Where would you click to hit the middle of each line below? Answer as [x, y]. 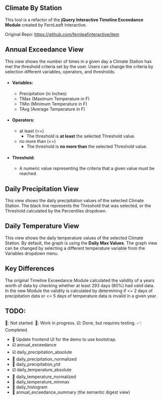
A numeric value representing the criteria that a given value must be [87, 168]
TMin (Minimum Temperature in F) [53, 104]
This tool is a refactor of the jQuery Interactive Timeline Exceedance [74, 19]
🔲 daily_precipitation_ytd [36, 365]
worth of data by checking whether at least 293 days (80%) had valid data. [80, 285]
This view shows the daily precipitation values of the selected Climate [74, 201]
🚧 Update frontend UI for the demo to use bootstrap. [64, 339]
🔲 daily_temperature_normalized [44, 377]
